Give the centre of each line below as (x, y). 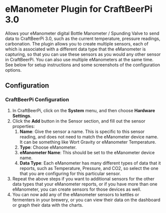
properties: (23, 126)
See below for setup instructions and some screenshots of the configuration (83, 65)
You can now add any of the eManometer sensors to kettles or (76, 194)
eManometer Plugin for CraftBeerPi (79, 9)
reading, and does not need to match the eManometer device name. (89, 136)
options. (14, 70)
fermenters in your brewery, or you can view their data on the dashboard (86, 200)
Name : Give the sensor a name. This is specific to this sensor (82, 131)
